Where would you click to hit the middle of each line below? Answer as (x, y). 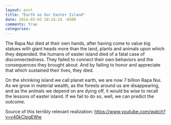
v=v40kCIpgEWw (24, 117)
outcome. (15, 102)
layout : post (19, 10)
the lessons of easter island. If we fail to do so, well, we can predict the (80, 97)
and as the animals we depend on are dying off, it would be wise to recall (82, 91)
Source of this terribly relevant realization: (49, 112)
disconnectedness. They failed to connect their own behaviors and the (79, 59)
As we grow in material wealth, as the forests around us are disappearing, (82, 86)
